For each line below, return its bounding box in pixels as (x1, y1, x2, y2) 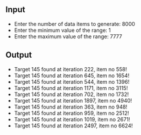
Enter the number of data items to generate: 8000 (14, 20, 135, 27)
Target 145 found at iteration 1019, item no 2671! (14, 116, 130, 123)
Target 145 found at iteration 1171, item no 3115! (14, 84, 128, 91)
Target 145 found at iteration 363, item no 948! (14, 103, 128, 110)
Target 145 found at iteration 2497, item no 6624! (14, 122, 133, 129)
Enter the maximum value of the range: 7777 (14, 32, 122, 40)
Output (5, 50, 32, 60)
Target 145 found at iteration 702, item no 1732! (14, 91, 129, 98)
